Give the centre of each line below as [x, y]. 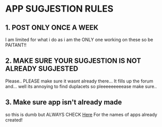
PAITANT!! [16, 45]
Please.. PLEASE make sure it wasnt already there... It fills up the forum [79, 81]
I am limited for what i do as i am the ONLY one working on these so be [79, 39]
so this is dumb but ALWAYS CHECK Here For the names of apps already [81, 114]
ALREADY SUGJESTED [42, 69]
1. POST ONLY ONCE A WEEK [52, 28]
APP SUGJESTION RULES [59, 9]
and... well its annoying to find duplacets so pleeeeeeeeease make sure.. [81, 86]
